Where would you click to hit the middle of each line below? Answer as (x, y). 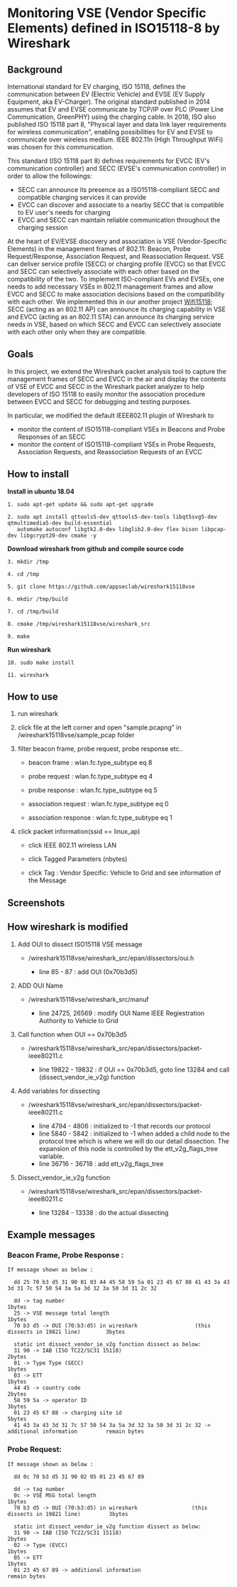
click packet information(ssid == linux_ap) (79, 832)
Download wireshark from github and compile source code (96, 548)
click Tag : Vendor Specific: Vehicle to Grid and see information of (125, 873)
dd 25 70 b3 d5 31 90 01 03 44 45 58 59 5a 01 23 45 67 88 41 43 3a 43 (122, 1282)
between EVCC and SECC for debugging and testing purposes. (99, 401)
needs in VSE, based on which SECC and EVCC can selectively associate (114, 324)
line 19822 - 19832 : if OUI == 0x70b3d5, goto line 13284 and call (134, 1069)
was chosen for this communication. (60, 147)
